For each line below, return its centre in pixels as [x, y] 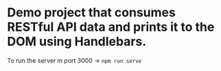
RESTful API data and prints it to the [111, 27]
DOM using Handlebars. [77, 42]
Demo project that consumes [92, 13]
